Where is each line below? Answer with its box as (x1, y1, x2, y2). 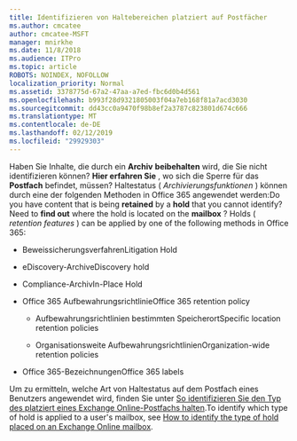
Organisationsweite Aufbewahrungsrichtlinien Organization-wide (35, 339, 270, 350)
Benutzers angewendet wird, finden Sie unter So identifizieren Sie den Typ (9, 392, 282, 404)
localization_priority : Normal (9, 79, 125, 88)
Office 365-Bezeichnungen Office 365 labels (21, 366, 184, 377)
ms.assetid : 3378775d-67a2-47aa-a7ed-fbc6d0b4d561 (9, 87, 200, 96)
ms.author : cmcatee (9, 21, 82, 30)
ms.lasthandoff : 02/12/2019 (9, 129, 113, 138)
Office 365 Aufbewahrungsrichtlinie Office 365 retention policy (21, 295, 251, 306)
